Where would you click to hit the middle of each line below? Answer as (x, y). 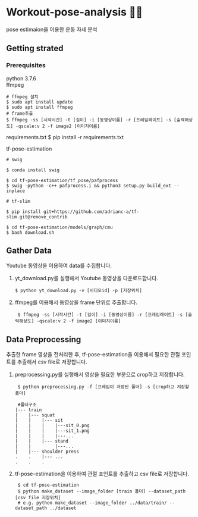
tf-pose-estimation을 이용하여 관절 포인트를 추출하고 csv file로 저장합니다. (102, 474)
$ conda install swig (33, 170)
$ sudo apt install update (40, 102)
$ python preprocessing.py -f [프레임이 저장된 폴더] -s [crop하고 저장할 (103, 387)
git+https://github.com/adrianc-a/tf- (92, 211)
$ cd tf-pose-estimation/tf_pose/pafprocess (62, 180)
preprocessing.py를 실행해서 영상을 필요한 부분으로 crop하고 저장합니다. (100, 375)
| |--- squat (35, 415)
